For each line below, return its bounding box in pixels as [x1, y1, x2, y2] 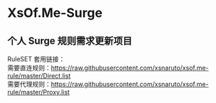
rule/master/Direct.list [7, 72, 71, 80]
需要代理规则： [7, 80, 51, 88]
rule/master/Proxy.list [7, 88, 70, 96]
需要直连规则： [7, 63, 51, 72]
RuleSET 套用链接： [7, 55, 65, 63]
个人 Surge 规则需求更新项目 [7, 35, 133, 47]
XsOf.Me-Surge [7, 5, 103, 21]
